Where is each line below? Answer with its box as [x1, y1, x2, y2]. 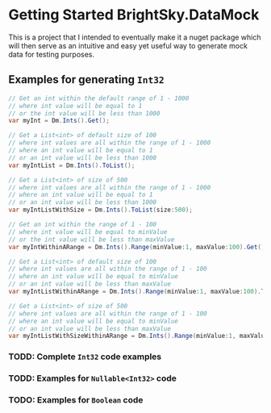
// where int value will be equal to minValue [8, 227, 168, 236]
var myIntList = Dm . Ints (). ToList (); [8, 161, 135, 169]
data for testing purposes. [8, 49, 95, 59]
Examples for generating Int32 [8, 73, 165, 86]
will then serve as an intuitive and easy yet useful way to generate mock [8, 40, 248, 50]
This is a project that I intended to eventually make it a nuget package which [8, 32, 261, 42]
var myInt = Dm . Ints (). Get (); [8, 117, 110, 125]
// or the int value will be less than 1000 [8, 109, 161, 118]
